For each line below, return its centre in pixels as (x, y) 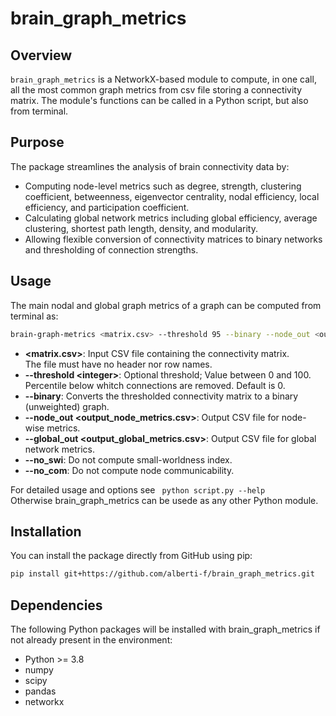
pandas (40, 691)
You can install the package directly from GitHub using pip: (131, 556)
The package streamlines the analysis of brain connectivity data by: (150, 166)
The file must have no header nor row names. (118, 364)
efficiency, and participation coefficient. (107, 207)
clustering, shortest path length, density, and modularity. (141, 228)
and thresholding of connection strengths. (111, 249)
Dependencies (56, 605)
